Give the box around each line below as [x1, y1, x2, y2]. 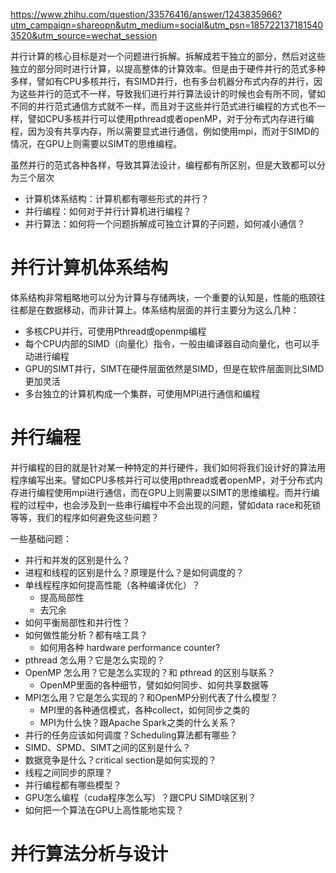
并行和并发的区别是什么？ [24, 554, 131, 566]
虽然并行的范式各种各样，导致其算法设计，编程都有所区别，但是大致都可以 [10, 159, 317, 171]
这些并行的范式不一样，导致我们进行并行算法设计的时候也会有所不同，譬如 [18, 88, 326, 99]
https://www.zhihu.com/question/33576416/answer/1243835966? [10, 9, 283, 20]
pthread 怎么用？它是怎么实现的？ [24, 654, 165, 666]
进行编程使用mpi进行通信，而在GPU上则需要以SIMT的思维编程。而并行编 [18, 486, 320, 498]
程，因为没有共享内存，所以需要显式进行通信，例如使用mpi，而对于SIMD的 [10, 125, 320, 137]
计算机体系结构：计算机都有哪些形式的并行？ [24, 193, 210, 204]
